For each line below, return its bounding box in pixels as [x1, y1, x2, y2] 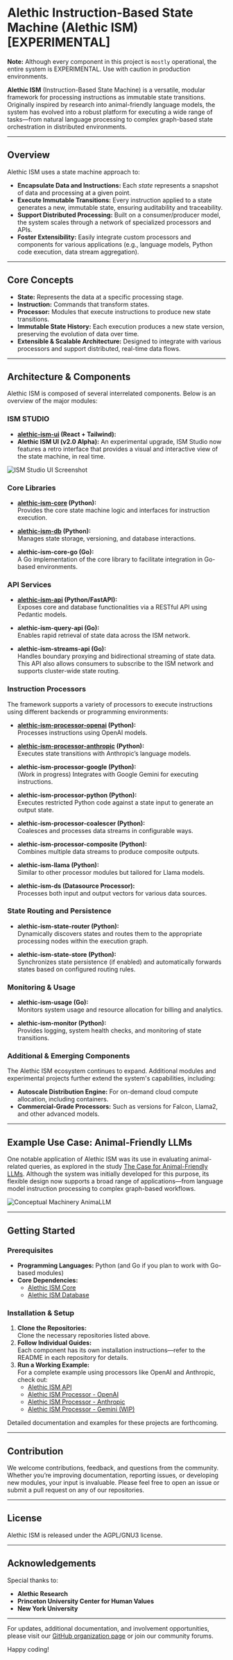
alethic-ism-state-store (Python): [17, 950, 116, 958]
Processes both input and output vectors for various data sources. [17, 889, 207, 897]
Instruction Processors [7, 684, 87, 694]
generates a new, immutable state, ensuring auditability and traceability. [17, 203, 223, 211]
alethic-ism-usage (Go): [17, 999, 89, 1007]
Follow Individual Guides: [17, 1339, 92, 1347]
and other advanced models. [17, 1110, 100, 1118]
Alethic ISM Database [27, 1290, 89, 1299]
